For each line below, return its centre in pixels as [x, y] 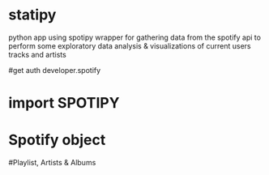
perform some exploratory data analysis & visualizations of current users [130, 45]
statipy [32, 15]
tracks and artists [37, 54]
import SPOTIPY [64, 103]
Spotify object [57, 140]
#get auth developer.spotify [55, 70]
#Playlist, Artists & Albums [52, 163]
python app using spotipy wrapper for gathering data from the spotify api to [135, 37]
